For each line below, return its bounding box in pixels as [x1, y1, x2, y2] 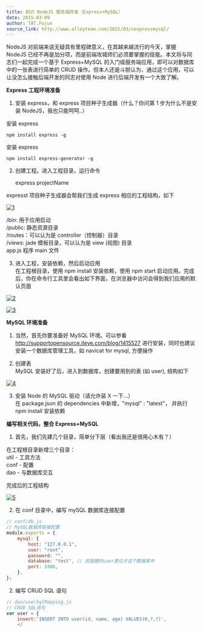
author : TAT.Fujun [6, 20, 53, 26]
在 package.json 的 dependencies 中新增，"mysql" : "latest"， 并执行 [15, 400, 188, 407]
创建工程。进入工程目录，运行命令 [15, 167, 101, 174]
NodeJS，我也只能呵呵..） [22, 107, 88, 114]
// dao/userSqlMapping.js [6, 599, 72, 605]
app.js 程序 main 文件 [6, 247, 59, 254]
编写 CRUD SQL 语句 [15, 587, 67, 594]
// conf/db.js [6, 519, 42, 525]
